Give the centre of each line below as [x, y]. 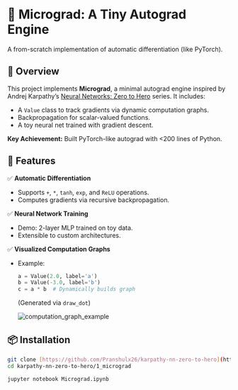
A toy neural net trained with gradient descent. [85, 125]
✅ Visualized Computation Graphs [59, 249]
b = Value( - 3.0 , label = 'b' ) [59, 283]
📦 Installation [39, 340]
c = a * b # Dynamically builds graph [76, 289]
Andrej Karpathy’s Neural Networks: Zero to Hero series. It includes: [106, 96]
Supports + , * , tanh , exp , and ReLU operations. [83, 192]
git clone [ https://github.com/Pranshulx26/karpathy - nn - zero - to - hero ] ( [115, 360]
